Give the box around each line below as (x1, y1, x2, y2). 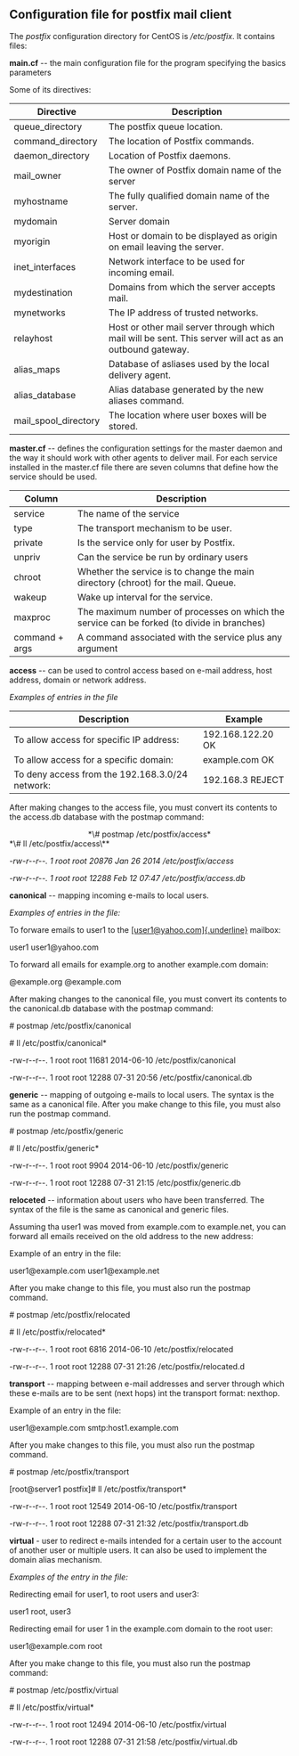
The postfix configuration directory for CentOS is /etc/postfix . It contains (9, 30, 276, 41)
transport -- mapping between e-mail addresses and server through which (9, 1378, 285, 1389)
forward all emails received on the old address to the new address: (9, 1230, 254, 1241)
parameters (9, 67, 52, 78)
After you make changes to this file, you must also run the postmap (9, 1439, 255, 1450)
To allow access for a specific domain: (13, 753, 174, 765)
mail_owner (13, 169, 62, 182)
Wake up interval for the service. (77, 591, 214, 603)
